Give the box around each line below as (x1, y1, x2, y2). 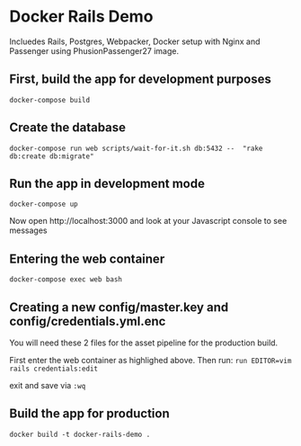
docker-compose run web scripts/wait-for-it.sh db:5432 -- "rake (9, 144, 263, 153)
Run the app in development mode (9, 175, 205, 191)
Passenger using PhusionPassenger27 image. (9, 45, 180, 56)
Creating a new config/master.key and (9, 299, 229, 315)
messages (9, 225, 48, 236)
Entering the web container (9, 251, 165, 266)
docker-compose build (9, 95, 91, 104)
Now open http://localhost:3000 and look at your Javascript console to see (9, 216, 288, 227)
